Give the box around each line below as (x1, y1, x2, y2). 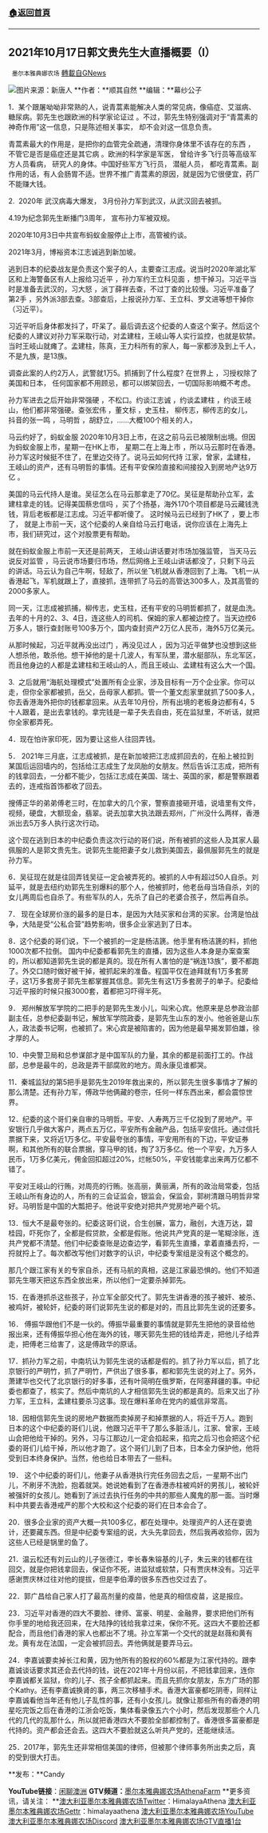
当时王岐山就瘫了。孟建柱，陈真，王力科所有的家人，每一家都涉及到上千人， (8, 342, 260, 351)
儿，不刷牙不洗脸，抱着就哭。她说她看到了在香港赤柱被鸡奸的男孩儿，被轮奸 (8, 1480, 260, 1490)
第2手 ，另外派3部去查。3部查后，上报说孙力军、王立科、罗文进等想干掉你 (8, 294, 254, 304)
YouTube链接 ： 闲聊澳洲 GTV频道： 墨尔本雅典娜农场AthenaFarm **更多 (8, 1787, 244, 1796)
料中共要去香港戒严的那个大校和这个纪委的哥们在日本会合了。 (8, 1500, 211, 1510)
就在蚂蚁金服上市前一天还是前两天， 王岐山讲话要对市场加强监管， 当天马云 (8, 546, 257, 556)
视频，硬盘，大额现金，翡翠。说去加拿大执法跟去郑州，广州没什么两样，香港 (8, 808, 260, 818)
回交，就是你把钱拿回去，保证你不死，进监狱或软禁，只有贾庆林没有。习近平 (8, 1564, 260, 1574)
